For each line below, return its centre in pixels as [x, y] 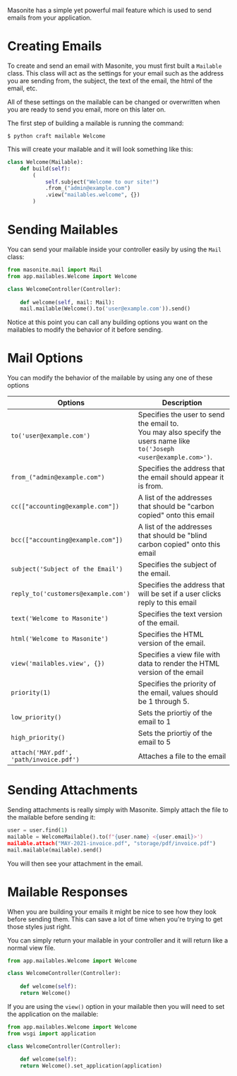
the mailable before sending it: [51, 818]
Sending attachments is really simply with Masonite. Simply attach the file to [118, 810]
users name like [164, 441]
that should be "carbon [176, 506]
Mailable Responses [68, 892]
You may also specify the [180, 432]
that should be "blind [172, 536]
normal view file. [31, 948]
